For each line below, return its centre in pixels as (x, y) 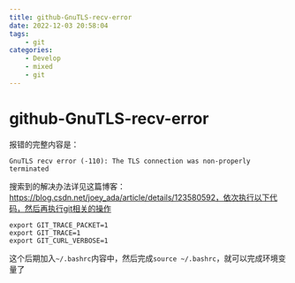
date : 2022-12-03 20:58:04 (59, 26)
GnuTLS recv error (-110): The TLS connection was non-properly (130, 161)
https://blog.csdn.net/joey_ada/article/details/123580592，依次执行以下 (140, 197)
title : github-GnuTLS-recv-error (71, 17)
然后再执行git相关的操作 (68, 208)
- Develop (43, 58)
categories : (31, 50)
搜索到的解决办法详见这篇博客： (67, 186)
